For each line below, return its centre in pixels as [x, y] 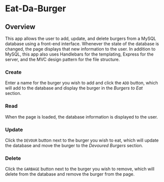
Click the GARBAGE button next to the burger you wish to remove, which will [80, 169]
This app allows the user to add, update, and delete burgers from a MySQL [81, 38]
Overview [20, 27]
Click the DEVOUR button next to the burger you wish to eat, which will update [82, 140]
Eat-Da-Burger [36, 9]
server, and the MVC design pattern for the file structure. [63, 59]
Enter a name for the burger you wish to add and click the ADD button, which [82, 83]
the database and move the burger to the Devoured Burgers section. [74, 145]
